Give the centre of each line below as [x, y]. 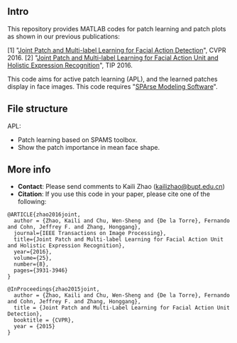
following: [32, 202]
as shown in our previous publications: [64, 36]
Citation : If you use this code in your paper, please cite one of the [114, 194]
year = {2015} [34, 327]
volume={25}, [33, 258]
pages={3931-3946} [41, 271]
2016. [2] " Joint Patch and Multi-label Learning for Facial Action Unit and [113, 58]
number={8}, [32, 265]
